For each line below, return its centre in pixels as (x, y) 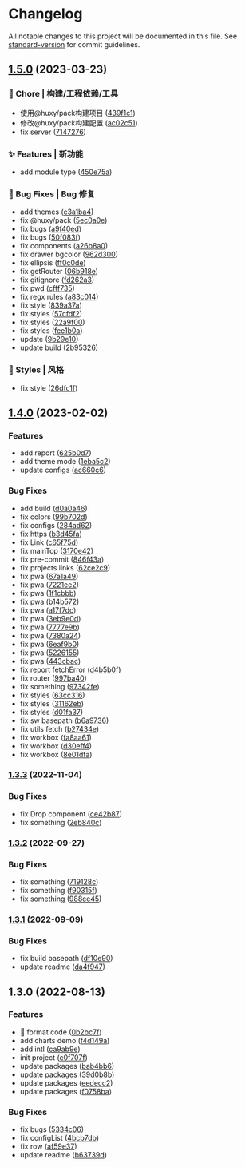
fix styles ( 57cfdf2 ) (51, 314)
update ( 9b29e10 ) (49, 339)
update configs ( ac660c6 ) (63, 470)
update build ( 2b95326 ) (59, 347)
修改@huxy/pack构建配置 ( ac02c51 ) (79, 123)
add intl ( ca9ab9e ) (50, 1049)
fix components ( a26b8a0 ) (64, 246)
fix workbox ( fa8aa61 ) (55, 737)
